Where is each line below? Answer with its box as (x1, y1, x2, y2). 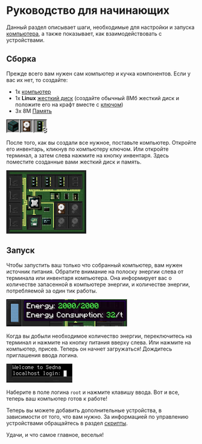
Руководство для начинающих (6, 4, 170, 17)
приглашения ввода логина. (6, 351, 78, 359)
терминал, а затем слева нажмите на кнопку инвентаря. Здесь (6, 151, 169, 159)
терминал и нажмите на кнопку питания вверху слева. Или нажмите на (6, 338, 191, 346)
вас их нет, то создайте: (6, 76, 68, 83)
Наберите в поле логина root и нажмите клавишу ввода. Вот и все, (6, 388, 180, 396)
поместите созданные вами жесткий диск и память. (6, 158, 142, 165)
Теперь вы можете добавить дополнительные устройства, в (6, 407, 162, 414)
